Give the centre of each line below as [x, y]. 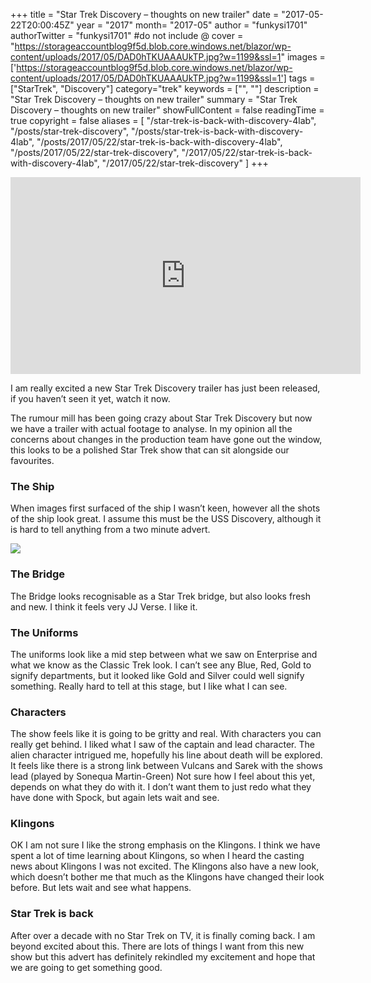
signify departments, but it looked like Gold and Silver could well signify [157, 675]
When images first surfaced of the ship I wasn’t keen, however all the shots [165, 508]
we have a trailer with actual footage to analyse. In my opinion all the [151, 428]
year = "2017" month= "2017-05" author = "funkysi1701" [192, 25]
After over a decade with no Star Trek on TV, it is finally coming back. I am [163, 935]
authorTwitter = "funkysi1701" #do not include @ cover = [127, 35]
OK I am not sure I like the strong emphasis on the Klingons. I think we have [165, 845]
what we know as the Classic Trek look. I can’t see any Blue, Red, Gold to [161, 665]
